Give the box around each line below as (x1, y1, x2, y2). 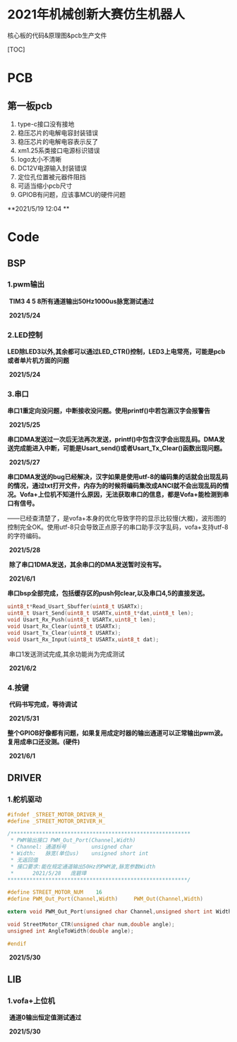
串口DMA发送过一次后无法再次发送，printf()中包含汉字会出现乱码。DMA (7, 435, 219, 444)
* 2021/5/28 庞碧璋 (10, 869, 87, 877)
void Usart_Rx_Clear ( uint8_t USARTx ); (7, 623, 121, 630)
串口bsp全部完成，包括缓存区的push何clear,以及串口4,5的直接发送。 (7, 589, 209, 598)
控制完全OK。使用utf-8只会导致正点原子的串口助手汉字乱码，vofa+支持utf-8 (7, 523, 229, 531)
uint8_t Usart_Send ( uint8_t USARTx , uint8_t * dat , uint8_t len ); (7, 610, 194, 617)
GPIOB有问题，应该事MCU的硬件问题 (17, 190, 126, 198)
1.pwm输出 (7, 279, 45, 289)
